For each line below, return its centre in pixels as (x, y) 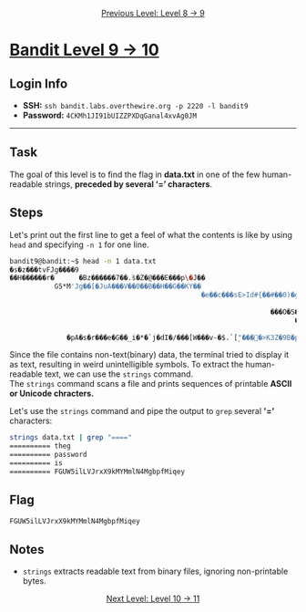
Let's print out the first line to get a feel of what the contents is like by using (151, 234)
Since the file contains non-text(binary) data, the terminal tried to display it (149, 355)
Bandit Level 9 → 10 (84, 50)
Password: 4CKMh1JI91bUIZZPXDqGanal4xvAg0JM (110, 115)
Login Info (39, 83)
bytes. (35, 581)
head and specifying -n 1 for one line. (79, 244)
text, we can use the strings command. (119, 374)
